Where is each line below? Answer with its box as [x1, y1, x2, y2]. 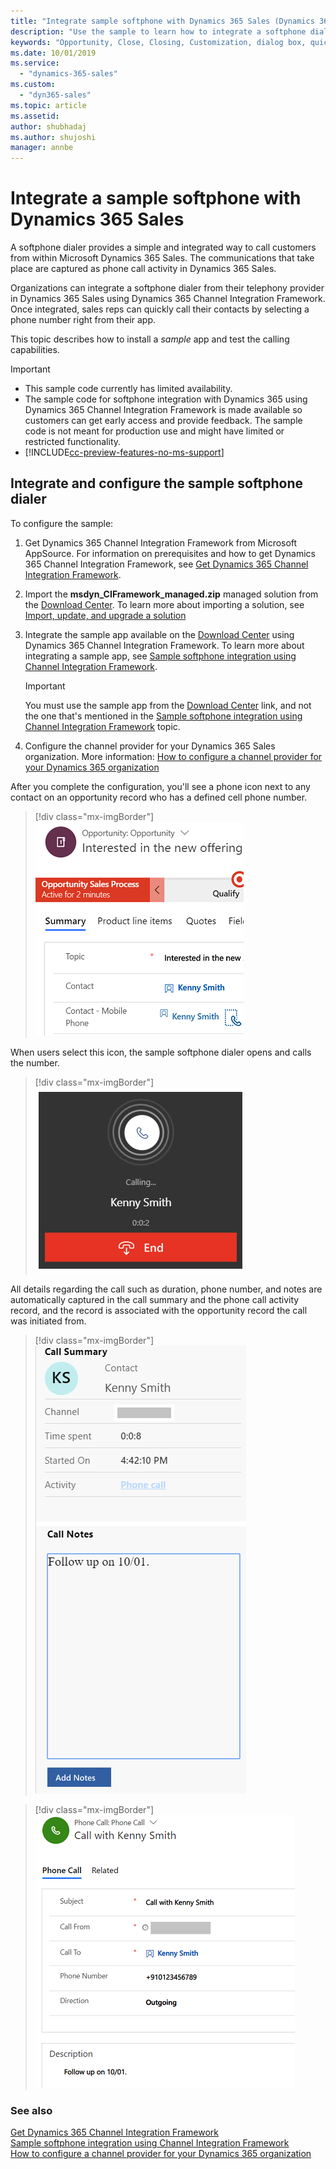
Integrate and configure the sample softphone [10, 475, 303, 492]
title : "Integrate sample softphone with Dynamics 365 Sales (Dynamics [10, 16, 315, 26]
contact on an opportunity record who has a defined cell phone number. [10, 791, 308, 803]
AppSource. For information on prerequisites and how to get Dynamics [24, 547, 316, 559]
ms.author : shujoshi [10, 132, 97, 142]
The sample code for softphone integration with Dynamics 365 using [24, 393, 308, 405]
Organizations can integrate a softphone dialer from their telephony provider [10, 282, 325, 294]
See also [10, 2103, 53, 2117]
